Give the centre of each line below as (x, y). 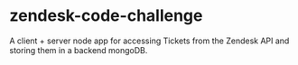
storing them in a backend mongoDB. (79, 50)
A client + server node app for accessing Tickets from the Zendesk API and (149, 41)
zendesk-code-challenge (106, 16)
